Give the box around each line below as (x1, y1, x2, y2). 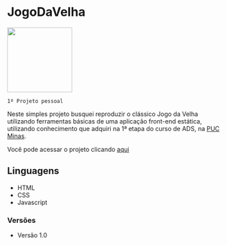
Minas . (7, 132, 26, 140)
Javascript (17, 198, 48, 206)
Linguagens (7, 165, 60, 177)
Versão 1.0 (17, 231, 47, 239)
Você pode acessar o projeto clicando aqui (7, 145, 129, 153)
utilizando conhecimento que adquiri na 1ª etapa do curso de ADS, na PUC (7, 124, 220, 133)
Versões (7, 215, 36, 225)
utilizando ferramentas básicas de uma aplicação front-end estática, (7, 117, 202, 125)
